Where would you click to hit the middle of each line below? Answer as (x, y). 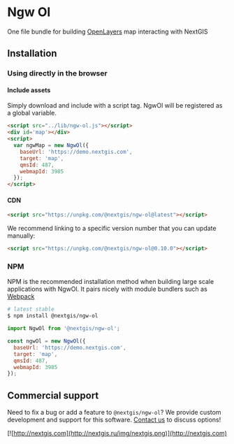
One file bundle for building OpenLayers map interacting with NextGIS (108, 31)
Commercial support (53, 395)
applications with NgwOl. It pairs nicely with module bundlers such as (107, 289)
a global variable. (32, 113)
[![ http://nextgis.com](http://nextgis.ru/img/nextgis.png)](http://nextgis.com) (117, 434)
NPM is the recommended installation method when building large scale (111, 282)
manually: (21, 236)
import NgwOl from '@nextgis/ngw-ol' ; (64, 329)
